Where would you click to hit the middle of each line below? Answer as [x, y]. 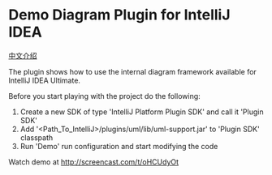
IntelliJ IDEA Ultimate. [45, 80]
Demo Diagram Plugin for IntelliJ [119, 15]
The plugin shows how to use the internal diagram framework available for [133, 71]
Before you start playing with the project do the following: [104, 96]
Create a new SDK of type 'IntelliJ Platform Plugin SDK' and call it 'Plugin [142, 112]
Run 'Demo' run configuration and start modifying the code [119, 146]
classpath [37, 137]
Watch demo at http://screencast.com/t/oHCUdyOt [94, 162]
